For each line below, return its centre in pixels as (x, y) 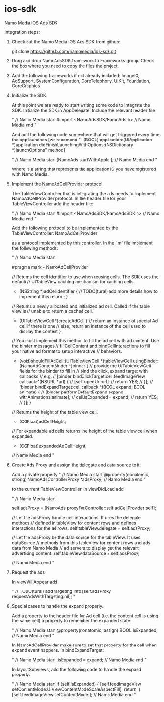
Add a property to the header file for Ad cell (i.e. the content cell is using (85, 616)
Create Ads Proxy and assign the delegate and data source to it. (76, 465)
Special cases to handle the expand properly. (57, 606)
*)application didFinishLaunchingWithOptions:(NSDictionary (72, 145)
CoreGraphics (26, 86)
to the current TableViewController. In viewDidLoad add (68, 489)
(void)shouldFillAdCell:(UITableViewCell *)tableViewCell (75, 361)
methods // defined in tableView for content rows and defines (74, 523)
